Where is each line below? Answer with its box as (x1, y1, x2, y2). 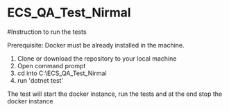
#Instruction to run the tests (7, 28, 87, 36)
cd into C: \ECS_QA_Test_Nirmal (17, 69, 107, 77)
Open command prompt (17, 61, 86, 70)
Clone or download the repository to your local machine (17, 54, 177, 63)
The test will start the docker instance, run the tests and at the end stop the (7, 90, 223, 98)
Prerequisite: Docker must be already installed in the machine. (7, 41, 185, 49)
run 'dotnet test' (17, 76, 64, 84)
